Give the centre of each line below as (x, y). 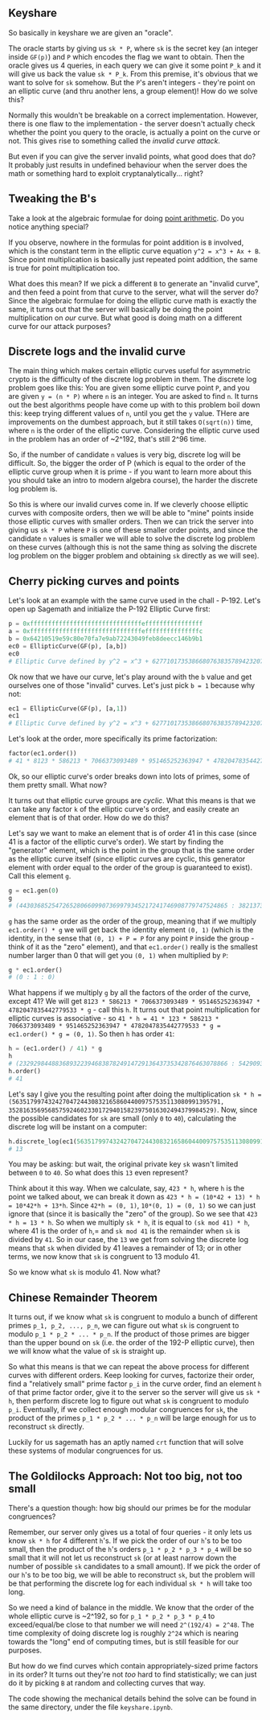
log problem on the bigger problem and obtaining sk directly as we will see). (134, 556)
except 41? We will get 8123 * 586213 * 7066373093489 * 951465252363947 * (134, 1002)
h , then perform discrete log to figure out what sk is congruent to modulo (129, 1401)
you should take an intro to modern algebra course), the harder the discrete (133, 480)
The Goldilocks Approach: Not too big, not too (125, 1476)
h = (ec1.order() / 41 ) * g (55, 1049)
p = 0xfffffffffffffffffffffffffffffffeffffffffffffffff (106, 624)
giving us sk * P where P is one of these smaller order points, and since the (133, 530)
